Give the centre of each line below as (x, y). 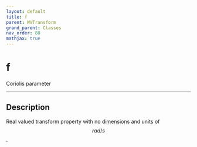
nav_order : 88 (23, 33)
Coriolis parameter (28, 83)
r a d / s (98, 130)
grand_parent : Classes (34, 28)
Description (28, 108)
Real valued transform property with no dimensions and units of (83, 121)
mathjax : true (23, 38)
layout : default (26, 11)
